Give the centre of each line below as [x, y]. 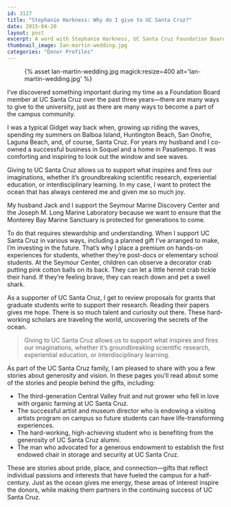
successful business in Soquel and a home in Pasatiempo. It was [125, 149]
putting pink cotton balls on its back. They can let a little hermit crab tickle [112, 270]
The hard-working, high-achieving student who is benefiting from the [115, 432]
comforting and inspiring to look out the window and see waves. [98, 156]
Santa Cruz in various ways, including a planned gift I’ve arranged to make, [113, 240]
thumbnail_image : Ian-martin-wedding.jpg [67, 45]
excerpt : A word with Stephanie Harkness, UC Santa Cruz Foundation [107, 39]
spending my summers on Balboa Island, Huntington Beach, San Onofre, [110, 134]
